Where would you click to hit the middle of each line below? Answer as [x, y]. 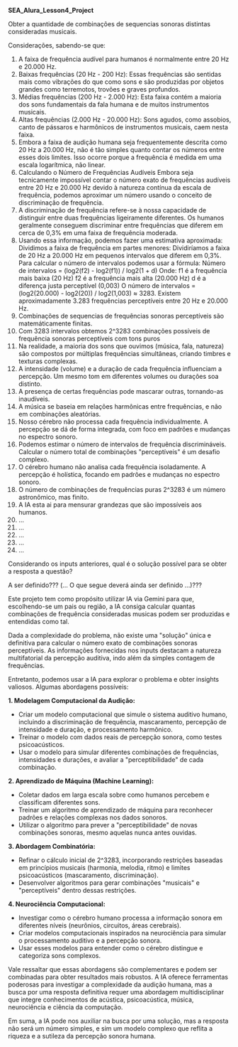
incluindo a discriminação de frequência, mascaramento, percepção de [123, 722]
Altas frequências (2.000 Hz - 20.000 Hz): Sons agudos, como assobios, [125, 119]
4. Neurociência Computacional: [57, 904]
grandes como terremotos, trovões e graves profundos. [100, 89]
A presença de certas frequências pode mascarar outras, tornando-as [121, 391]
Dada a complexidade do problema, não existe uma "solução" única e [110, 635]
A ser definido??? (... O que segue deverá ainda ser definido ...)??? [105, 585]
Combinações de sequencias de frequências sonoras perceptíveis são [121, 316]
